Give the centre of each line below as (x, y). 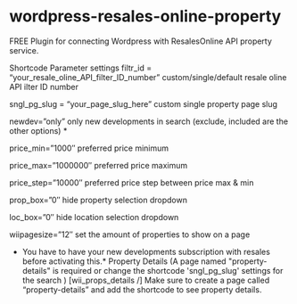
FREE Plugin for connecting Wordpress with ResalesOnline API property (140, 41)
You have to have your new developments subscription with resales (146, 251)
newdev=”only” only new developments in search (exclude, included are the (148, 121)
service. (24, 50)
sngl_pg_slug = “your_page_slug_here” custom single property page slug (144, 103)
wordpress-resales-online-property (145, 16)
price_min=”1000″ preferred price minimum (89, 148)
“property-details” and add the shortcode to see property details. (142, 289)
